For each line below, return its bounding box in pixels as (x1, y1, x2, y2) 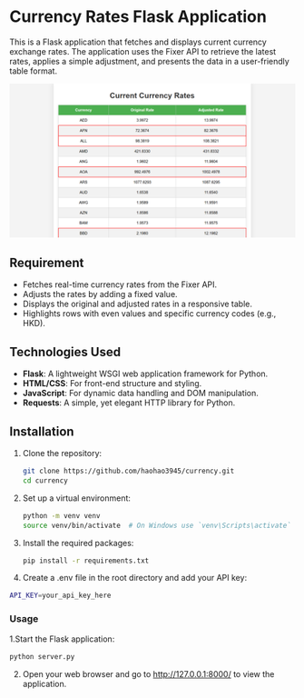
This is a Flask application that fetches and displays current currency (9, 36, 268, 47)
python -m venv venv (22, 511, 101, 520)
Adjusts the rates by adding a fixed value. (22, 289, 179, 300)
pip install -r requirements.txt (22, 556, 150, 565)
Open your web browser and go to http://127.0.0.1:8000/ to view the (22, 668, 275, 679)
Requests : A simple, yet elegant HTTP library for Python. (22, 397, 236, 408)
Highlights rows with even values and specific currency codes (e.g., (22, 308, 277, 319)
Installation (9, 424, 74, 439)
